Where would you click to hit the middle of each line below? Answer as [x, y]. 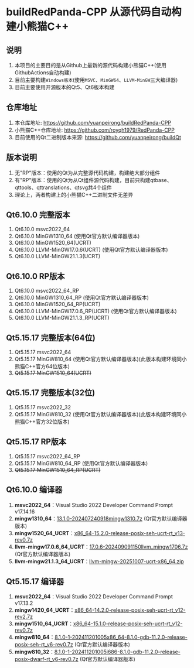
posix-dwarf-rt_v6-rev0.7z [47, 659]
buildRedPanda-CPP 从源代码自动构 [94, 12]
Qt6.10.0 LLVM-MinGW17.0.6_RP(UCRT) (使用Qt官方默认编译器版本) [96, 311]
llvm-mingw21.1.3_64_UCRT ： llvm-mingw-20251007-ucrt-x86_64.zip [99, 561]
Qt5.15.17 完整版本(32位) [51, 393]
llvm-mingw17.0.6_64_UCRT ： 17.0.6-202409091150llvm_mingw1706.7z [101, 547]
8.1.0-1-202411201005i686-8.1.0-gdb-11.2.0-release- [117, 652]
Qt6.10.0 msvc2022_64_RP [47, 291]
